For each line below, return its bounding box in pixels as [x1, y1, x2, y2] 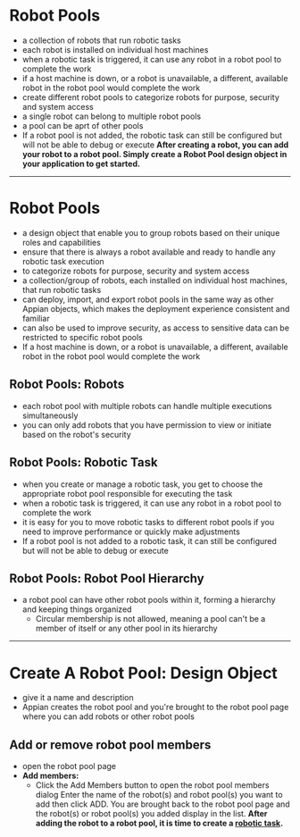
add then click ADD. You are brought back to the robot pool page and [35, 799, 290, 809]
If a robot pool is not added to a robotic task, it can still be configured [21, 535, 277, 546]
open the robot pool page [21, 761, 117, 772]
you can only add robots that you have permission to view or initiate [21, 419, 272, 430]
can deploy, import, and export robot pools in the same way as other [21, 294, 274, 305]
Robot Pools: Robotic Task [9, 455, 158, 470]
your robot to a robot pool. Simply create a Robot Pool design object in [21, 148, 287, 159]
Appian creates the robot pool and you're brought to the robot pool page [21, 702, 289, 713]
